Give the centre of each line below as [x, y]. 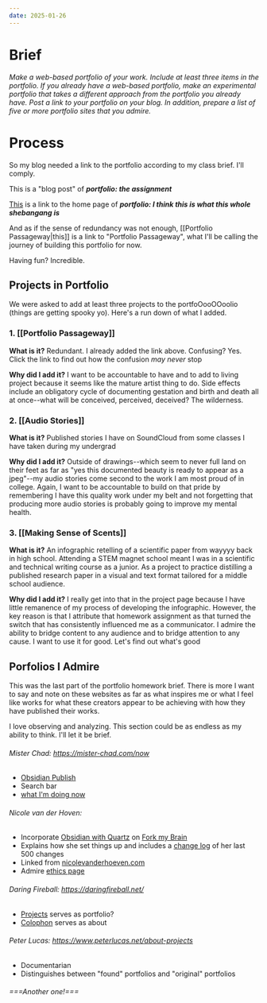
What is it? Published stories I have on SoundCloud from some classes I [127, 437]
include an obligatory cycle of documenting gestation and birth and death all [134, 391]
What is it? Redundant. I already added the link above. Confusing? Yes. [126, 350]
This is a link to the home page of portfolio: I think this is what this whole [130, 204]
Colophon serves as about [64, 922]
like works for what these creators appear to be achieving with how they [127, 703]
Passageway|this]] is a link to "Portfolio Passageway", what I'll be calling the [134, 236]
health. [20, 512]
